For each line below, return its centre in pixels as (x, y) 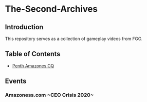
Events (16, 81)
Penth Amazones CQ (33, 66)
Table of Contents (33, 54)
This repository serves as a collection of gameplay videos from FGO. (74, 39)
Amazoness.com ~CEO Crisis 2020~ (49, 95)
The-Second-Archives (51, 9)
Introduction (24, 27)
